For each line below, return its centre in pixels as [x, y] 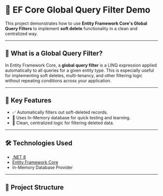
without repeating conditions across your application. [58, 81]
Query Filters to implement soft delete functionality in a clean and [71, 28]
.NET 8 [19, 157]
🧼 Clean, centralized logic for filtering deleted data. [63, 123]
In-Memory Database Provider [42, 167]
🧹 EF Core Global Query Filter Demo [78, 10]
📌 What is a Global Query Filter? [54, 54]
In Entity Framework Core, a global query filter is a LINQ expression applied [81, 65]
